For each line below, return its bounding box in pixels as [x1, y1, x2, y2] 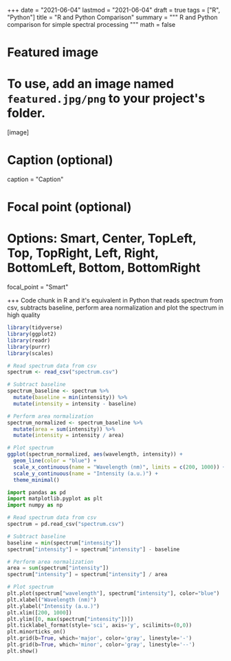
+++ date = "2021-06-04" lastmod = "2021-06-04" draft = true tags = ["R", [7, 6, 221, 14]
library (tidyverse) [7, 324, 63, 332]
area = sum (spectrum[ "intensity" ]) [7, 565, 109, 571]
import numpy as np [7, 502, 63, 509]
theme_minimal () [13, 476, 60, 483]
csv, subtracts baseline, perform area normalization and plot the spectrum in [7, 303, 224, 312]
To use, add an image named [7, 76, 174, 92]
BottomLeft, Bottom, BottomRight [7, 260, 201, 276]
